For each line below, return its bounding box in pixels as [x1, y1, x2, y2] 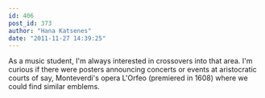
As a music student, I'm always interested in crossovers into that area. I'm [8, 56, 253, 66]
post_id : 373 [8, 19, 52, 27]
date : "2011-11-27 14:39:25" [8, 34, 106, 43]
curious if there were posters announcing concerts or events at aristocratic [8, 65, 258, 75]
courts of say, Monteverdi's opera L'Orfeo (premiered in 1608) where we [8, 73, 248, 83]
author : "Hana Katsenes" [8, 27, 92, 35]
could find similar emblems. [8, 82, 101, 92]
